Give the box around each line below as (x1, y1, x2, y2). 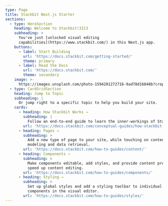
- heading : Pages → (18, 128, 59, 133)
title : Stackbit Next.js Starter (5, 12, 75, 17)
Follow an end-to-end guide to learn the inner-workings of (27, 118, 155, 124)
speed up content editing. (27, 165, 84, 170)
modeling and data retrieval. (27, 142, 91, 147)
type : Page (5, 7, 28, 12)
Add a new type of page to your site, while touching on (27, 137, 149, 142)
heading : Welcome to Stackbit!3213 (14, 26, 88, 31)
